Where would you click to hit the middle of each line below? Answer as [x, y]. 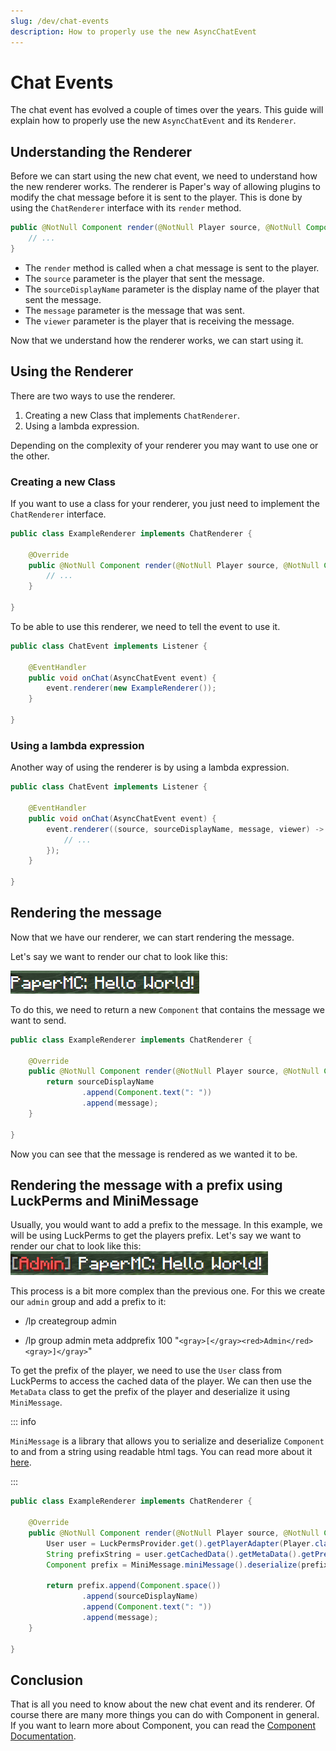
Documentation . [43, 1736]
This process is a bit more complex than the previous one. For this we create [168, 1291]
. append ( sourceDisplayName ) [140, 1596]
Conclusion [47, 1680]
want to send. [38, 1020]
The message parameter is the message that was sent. [134, 310]
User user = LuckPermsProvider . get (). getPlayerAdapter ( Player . [180, 1543]
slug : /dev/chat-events [60, 21]
